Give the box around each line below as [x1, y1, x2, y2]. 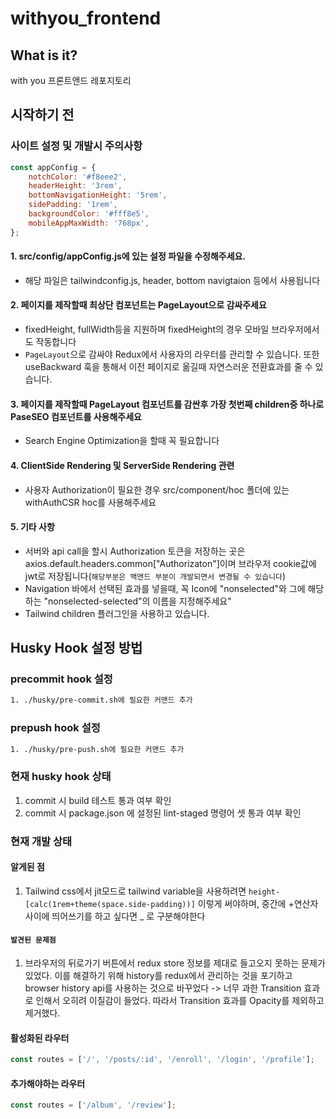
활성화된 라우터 [10, 1032, 70, 1044]
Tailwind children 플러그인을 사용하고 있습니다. [24, 607, 210, 619]
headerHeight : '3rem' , [28, 181, 123, 191]
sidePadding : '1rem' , [28, 200, 118, 210]
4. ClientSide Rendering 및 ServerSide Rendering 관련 [10, 459, 235, 471]
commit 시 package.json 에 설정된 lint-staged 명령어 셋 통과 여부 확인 [24, 807, 302, 819]
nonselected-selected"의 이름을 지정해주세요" [48, 595, 232, 607]
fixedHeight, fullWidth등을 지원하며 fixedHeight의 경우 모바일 [24, 323, 270, 336]
